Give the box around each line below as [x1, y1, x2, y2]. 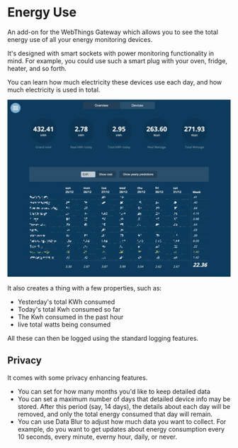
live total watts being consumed [17, 320, 111, 329]
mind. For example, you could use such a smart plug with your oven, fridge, [7, 56, 228, 65]
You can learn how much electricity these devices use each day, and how [7, 77, 222, 86]
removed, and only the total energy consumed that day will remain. [17, 410, 213, 418]
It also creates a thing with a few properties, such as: [7, 284, 161, 293]
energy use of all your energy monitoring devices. [7, 35, 153, 43]
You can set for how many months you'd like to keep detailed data [17, 387, 211, 395]
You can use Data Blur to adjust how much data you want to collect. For [17, 417, 227, 426]
